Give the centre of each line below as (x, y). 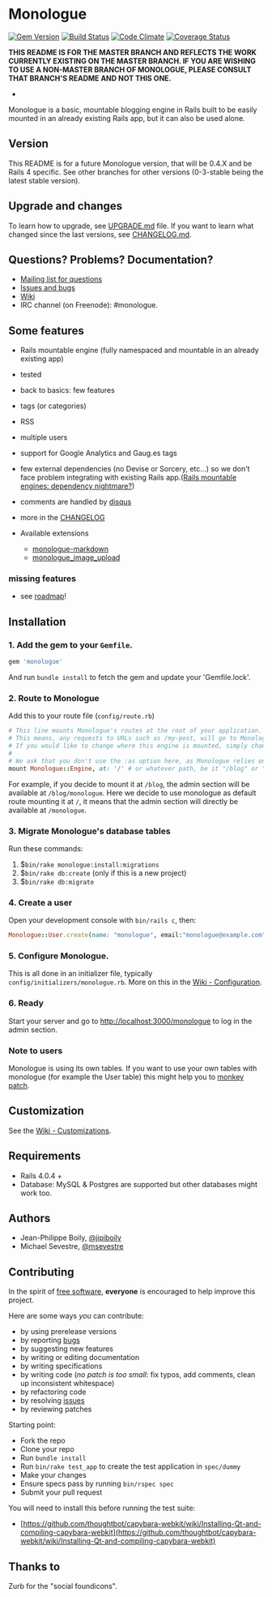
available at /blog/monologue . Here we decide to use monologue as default (132, 793)
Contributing (41, 1272)
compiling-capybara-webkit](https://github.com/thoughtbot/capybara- (138, 1532)
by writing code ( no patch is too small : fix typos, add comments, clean (138, 1375)
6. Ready (26, 1003)
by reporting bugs (50, 1341)
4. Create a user (40, 902)
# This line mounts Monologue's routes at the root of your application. (136, 731)
